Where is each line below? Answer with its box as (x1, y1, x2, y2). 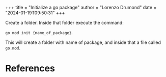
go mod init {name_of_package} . (5, 30, 73, 35)
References (5, 63, 55, 74)
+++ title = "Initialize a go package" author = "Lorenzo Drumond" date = (5, 5, 157, 10)
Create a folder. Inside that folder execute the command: (5, 20, 124, 25)
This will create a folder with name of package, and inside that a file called (5, 39, 161, 45)
